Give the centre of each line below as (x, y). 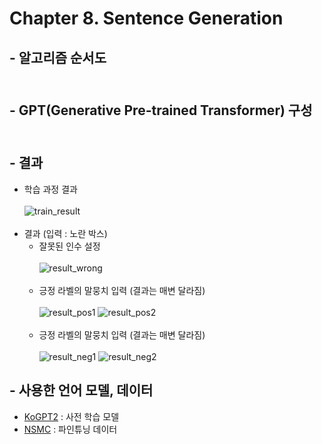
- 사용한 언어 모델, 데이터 (81, 390)
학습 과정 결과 (50, 189)
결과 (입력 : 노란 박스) (65, 233)
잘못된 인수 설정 (69, 246)
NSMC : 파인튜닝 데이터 (70, 429)
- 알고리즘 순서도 (58, 57)
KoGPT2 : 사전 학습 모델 (71, 416)
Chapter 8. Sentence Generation (146, 18)
